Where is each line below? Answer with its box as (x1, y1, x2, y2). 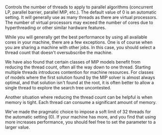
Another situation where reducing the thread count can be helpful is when (5, 94, 153, 100)
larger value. (5, 124, 30, 130)
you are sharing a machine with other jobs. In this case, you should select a (5, 45, 156, 50)
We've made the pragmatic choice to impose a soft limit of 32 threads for (5, 109, 151, 115)
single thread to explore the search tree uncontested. (5, 85, 112, 90)
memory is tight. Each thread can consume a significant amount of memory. (5, 100, 157, 105)
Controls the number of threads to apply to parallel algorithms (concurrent (5, 4, 153, 10)
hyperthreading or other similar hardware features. (5, 25, 106, 31)
